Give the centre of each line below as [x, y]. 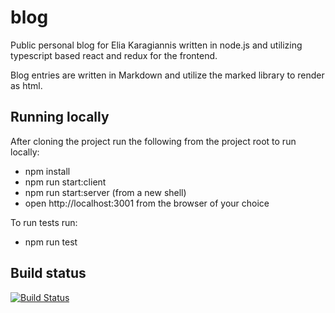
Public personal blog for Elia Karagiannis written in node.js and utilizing [156, 45]
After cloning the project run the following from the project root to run [153, 141]
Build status [48, 273]
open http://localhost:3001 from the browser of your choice [147, 203]
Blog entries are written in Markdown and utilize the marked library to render [167, 75]
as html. [26, 85]
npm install [47, 171]
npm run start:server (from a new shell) [105, 192]
